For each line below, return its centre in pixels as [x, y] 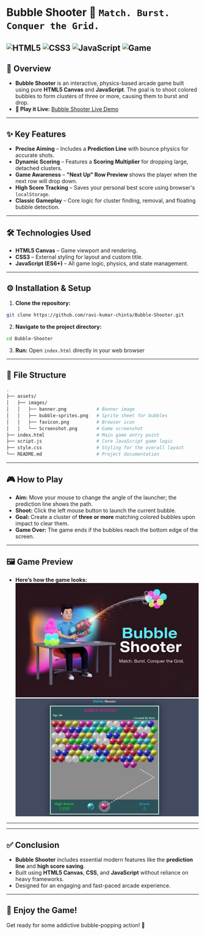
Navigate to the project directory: [58, 326]
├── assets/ [21, 396]
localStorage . [32, 194]
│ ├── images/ [27, 403]
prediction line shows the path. [54, 504]
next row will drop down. [46, 181]
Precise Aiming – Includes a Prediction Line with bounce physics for [102, 149]
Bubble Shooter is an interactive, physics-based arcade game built [99, 83]
